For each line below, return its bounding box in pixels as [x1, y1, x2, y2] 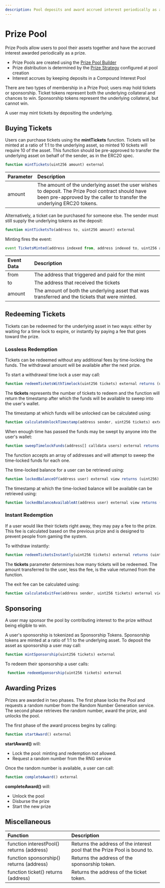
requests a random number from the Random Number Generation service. [5, 702, 155, 708]
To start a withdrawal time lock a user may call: [5, 372, 101, 378]
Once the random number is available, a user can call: [5, 765, 114, 771]
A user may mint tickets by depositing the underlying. [5, 110, 113, 116]
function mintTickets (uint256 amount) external [5, 162, 105, 167]
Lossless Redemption [5, 346, 58, 353]
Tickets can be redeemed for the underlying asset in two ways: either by [5, 323, 152, 329]
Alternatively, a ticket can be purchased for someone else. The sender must [5, 212, 159, 219]
